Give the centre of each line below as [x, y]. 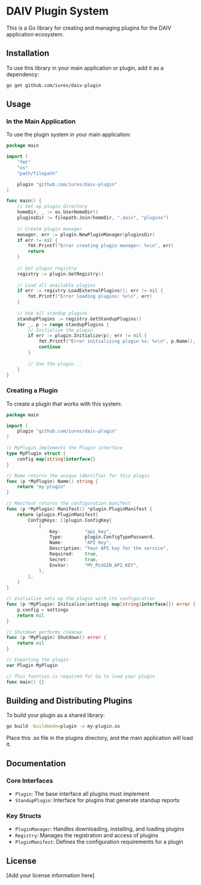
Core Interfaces [30, 780]
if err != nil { [38, 240]
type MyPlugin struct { [36, 454]
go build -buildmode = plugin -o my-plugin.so [63, 727]
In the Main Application [41, 121]
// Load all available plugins [56, 285]
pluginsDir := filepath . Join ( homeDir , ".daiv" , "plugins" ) [93, 218]
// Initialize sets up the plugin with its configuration [81, 599]
